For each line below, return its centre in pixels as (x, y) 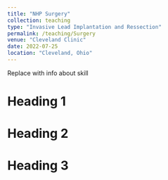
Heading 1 (37, 102)
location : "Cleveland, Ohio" (50, 53)
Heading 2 (38, 134)
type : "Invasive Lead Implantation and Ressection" (84, 27)
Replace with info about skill (48, 73)
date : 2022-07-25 (33, 46)
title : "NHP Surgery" (39, 14)
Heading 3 (38, 166)
